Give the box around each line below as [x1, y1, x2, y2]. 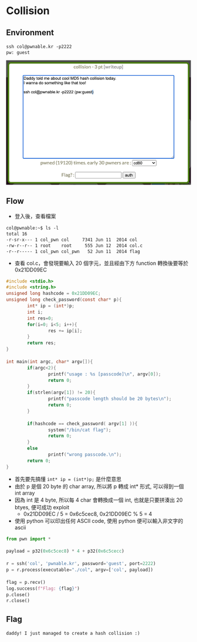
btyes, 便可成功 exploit [14, 503, 70, 510]
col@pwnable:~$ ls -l [6, 225, 59, 231]
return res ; [27, 340, 57, 346]
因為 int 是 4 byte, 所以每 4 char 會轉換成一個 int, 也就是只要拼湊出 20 [14, 496, 183, 503]
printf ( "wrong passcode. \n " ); [47, 452, 122, 458]
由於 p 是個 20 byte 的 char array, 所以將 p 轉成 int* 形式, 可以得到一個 [14, 483, 184, 490]
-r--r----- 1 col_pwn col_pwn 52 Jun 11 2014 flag [6, 248, 141, 254]
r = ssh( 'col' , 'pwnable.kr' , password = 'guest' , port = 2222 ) [6, 561, 157, 567]
